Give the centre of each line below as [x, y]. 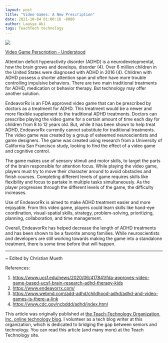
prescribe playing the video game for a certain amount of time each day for [82, 119]
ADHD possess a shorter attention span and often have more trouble [76, 77]
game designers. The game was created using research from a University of [84, 140]
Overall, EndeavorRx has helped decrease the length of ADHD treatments [81, 228]
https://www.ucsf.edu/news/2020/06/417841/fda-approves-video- [81, 277]
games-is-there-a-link [35, 299]
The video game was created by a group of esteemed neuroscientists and [81, 135]
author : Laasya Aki [25, 24]
